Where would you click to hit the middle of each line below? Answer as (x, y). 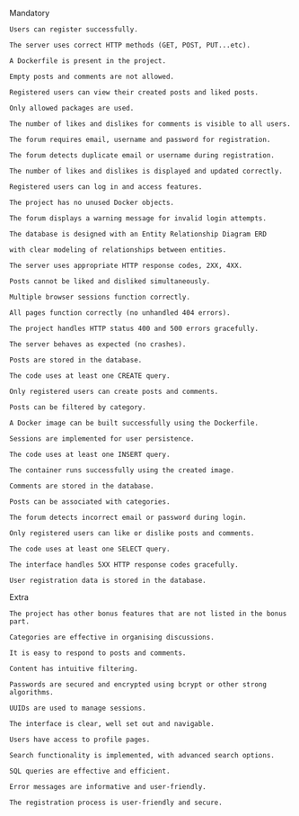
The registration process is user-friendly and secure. (116, 803)
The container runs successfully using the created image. (122, 471)
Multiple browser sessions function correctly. (100, 297)
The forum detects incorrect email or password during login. (128, 517)
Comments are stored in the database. (82, 486)
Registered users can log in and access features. (106, 187)
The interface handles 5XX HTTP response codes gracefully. (124, 565)
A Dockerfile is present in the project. (88, 61)
